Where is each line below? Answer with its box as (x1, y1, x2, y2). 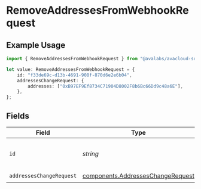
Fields (6, 111, 30, 121)
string (83, 150, 99, 158)
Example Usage (6, 40, 66, 50)
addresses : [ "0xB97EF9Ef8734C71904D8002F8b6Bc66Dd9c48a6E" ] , (28, 83, 184, 89)
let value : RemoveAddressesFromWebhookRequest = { (6, 66, 135, 72)
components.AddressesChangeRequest (83, 172, 195, 180)
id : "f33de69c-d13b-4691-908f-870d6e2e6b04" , (17, 72, 133, 78)
